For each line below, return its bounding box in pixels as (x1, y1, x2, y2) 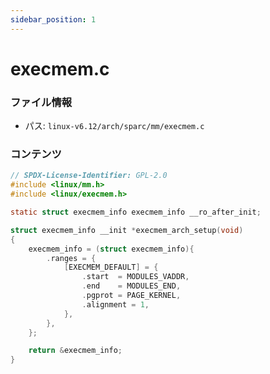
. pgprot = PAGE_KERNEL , (81, 291, 182, 301)
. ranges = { (46, 253, 97, 263)
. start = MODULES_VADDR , (81, 272, 190, 282)
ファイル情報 (10, 95, 73, 109)
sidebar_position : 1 (10, 14, 97, 25)
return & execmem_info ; (28, 346, 123, 356)
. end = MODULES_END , (81, 281, 182, 291)
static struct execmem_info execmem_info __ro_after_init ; (10, 207, 262, 218)
